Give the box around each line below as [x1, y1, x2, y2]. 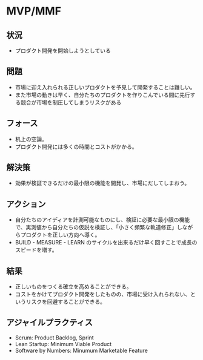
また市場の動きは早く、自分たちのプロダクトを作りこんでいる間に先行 [15, 91, 191, 98]
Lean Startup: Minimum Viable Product [15, 340, 112, 347]
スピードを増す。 [15, 246, 58, 254]
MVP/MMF [6, 4, 62, 18]
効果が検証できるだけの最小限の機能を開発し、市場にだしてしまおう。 [15, 180, 190, 187]
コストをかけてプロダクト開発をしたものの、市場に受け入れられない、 [15, 290, 191, 298]
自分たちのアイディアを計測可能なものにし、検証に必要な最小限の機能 [15, 216, 190, 223]
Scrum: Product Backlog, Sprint [15, 334, 94, 341]
